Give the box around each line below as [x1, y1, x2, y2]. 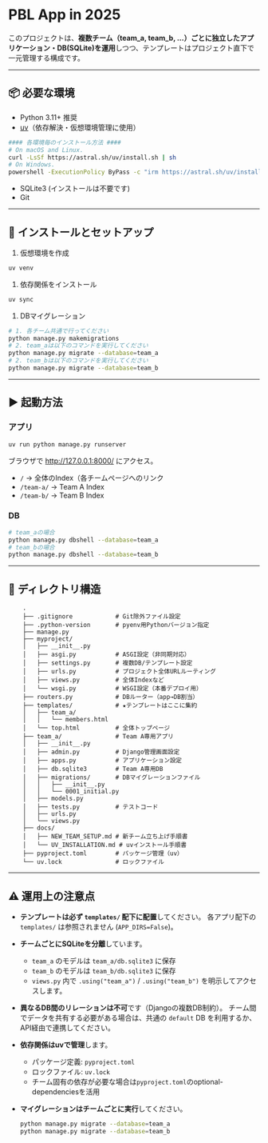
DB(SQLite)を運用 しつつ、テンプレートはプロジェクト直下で [57, 42, 254, 53]
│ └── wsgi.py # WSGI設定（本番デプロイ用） [22, 685, 203, 693]
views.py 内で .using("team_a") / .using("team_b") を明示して [31, 976, 237, 985]
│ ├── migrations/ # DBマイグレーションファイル [22, 773, 201, 781]
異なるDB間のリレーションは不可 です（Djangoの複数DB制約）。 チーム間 [19, 1002, 257, 1013]
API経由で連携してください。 [19, 1022, 116, 1033]
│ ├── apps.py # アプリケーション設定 [22, 757, 182, 765]
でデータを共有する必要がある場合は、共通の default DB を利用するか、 [19, 1013, 257, 1022]
